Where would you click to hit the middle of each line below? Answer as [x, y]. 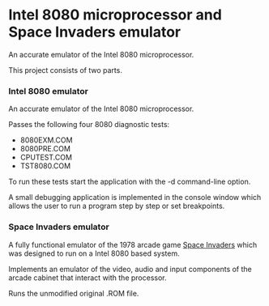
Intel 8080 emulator [49, 91]
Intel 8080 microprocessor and [115, 15]
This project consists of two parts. [66, 70]
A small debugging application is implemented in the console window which [135, 198]
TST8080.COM [45, 166]
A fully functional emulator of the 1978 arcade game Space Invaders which [133, 244]
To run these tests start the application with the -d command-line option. [130, 182]
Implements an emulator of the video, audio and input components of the [130, 269]
